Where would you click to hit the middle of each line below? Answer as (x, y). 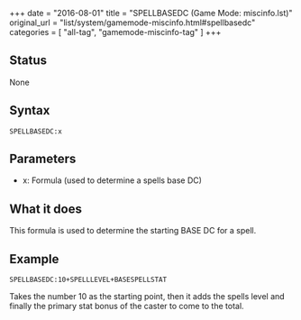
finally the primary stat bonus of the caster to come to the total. (127, 306)
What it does (46, 209)
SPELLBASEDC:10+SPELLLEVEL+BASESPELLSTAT (88, 280)
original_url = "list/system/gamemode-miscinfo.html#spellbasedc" (132, 23)
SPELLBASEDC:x (36, 131)
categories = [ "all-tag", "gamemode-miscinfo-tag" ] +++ (115, 32)
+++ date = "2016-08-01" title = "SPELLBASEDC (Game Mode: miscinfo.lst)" (151, 13)
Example (34, 259)
